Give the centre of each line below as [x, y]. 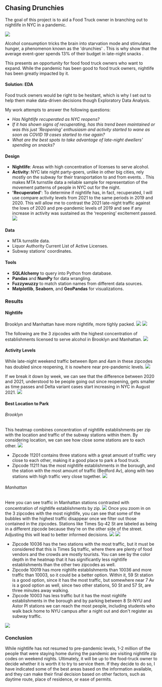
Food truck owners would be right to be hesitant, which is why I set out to [78, 95]
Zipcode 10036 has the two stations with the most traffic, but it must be [83, 544]
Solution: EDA [19, 84]
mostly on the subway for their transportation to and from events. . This [83, 177]
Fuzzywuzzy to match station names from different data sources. [77, 283]
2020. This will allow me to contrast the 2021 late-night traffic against [81, 203]
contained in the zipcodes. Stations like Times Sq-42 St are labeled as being [81, 523]
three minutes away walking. [40, 590]
